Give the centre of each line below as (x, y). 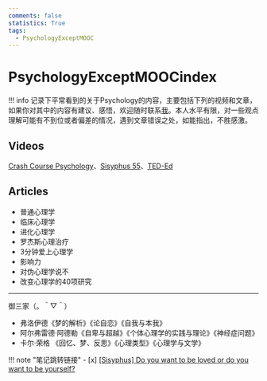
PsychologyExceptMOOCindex (112, 77)
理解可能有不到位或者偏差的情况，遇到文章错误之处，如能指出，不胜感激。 (130, 120)
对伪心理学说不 (44, 271)
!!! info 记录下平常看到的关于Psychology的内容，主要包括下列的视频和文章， (132, 100)
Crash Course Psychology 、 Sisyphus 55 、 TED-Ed (91, 166)
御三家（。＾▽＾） (40, 306)
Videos (26, 145)
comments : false (35, 16)
